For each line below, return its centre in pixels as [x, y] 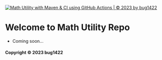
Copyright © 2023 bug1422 [34, 52]
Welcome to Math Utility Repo [68, 28]
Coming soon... [28, 41]
